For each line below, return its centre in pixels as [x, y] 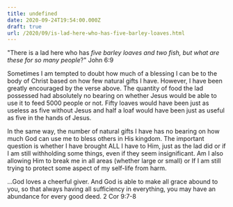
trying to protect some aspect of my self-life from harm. [87, 168]
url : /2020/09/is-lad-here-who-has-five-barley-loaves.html [96, 33]
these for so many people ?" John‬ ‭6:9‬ [61, 60]
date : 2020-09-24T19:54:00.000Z [54, 20]
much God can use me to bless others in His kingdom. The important [106, 139]
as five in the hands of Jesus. [49, 118]
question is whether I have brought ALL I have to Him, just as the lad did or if [116, 146]
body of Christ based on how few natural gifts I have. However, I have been [115, 81]
